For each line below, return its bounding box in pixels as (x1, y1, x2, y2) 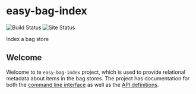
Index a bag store (6, 35, 49, 42)
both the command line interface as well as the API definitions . (6, 81, 159, 88)
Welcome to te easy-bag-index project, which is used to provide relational (6, 68, 186, 76)
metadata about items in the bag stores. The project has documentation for (6, 74, 190, 82)
